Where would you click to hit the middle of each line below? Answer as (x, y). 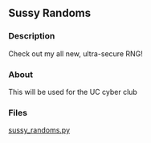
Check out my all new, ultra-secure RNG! (75, 53)
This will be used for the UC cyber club (73, 92)
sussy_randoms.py (39, 130)
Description (32, 36)
